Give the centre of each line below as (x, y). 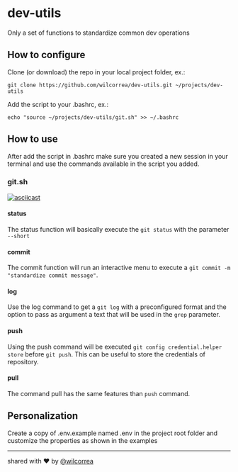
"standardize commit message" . (53, 275)
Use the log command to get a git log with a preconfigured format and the (117, 307)
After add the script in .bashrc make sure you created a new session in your (118, 156)
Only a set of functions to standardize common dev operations (98, 33)
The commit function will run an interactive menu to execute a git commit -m (119, 268)
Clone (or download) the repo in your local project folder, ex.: (96, 72)
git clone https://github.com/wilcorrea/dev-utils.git (90, 85)
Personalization (43, 416)
